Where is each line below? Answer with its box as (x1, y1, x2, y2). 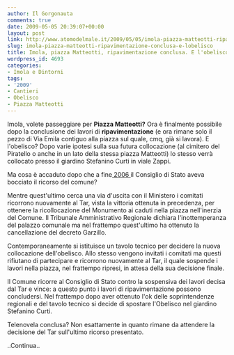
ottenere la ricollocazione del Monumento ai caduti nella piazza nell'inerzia (7, 206, 221, 214)
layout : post (7, 29, 45, 37)
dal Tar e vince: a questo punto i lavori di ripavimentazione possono (7, 285, 201, 293)
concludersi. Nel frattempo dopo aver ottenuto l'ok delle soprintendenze (7, 292, 214, 300)
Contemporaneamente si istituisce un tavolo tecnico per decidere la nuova (7, 242, 221, 250)
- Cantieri (7, 88, 39, 95)
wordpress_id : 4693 (7, 56, 64, 63)
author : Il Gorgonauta (7, 10, 73, 17)
